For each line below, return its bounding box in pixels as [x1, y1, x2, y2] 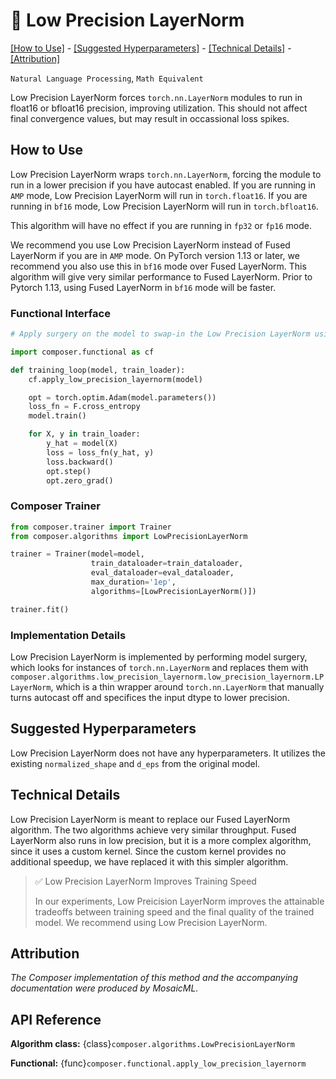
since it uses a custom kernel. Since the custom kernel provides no [10, 845, 287, 857]
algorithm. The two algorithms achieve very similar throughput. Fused [10, 824, 297, 836]
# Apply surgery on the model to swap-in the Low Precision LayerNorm [10, 329, 311, 339]
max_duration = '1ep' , [90, 577, 177, 588]
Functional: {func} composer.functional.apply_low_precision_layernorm [10, 1057, 307, 1069]
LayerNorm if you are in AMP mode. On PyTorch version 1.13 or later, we [10, 249, 300, 261]
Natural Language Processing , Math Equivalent [10, 72, 204, 84]
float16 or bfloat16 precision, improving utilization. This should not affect [10, 102, 308, 114]
